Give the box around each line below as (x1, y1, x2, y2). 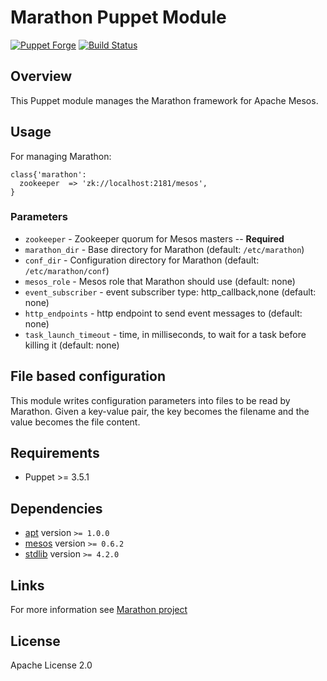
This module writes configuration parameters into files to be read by (10, 394, 291, 406)
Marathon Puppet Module (10, 6, 227, 29)
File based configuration (10, 368, 166, 385)
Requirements (10, 445, 100, 462)
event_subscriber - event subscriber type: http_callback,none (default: (24, 286, 317, 298)
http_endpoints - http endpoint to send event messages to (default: (24, 307, 303, 319)
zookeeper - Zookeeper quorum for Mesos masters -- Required (24, 232, 285, 245)
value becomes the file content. (10, 416, 141, 428)
